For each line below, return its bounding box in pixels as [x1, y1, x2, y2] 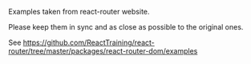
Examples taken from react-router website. [8, 7, 150, 16]
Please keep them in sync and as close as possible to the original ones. [8, 22, 244, 31]
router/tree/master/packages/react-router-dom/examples [8, 46, 198, 55]
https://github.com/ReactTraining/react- [22, 38, 155, 47]
